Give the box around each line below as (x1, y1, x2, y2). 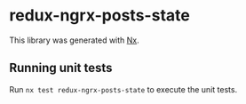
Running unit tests (9, 60, 113, 76)
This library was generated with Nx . (9, 35, 139, 45)
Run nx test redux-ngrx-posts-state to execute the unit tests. (9, 84, 238, 94)
